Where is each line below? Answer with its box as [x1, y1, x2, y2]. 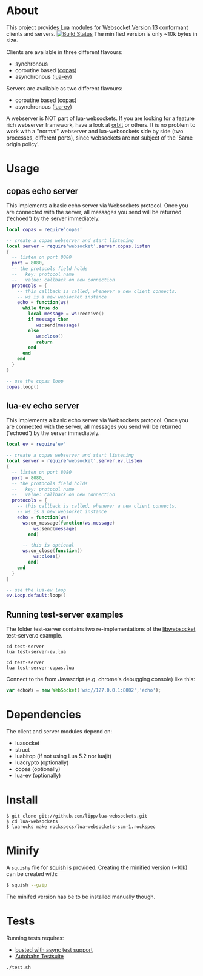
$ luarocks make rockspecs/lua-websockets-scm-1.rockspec [6, 823, 156, 830]
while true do [22, 305, 59, 311]
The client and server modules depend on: [6, 727, 113, 735]
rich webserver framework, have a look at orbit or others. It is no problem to [6, 121, 196, 128]
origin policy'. [6, 140, 40, 147]
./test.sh [6, 964, 32, 971]
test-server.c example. [6, 632, 62, 639]
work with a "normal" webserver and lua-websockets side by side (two [6, 127, 184, 135]
